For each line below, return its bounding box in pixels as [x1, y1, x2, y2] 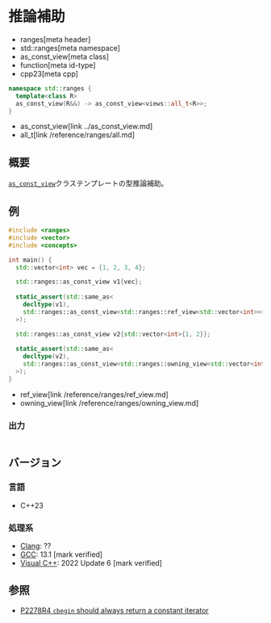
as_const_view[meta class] [19, 52, 110, 61]
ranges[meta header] [19, 34, 91, 44]
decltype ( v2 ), [23, 353, 70, 361]
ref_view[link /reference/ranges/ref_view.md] [19, 389, 169, 399]
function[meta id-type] [19, 60, 96, 69]
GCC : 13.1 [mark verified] [19, 550, 103, 559]
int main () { [8, 256, 52, 264]
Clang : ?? [19, 541, 52, 551]
